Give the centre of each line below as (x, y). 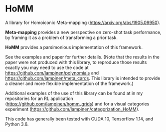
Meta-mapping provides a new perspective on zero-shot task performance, (83, 32)
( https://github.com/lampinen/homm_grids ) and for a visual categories (77, 103)
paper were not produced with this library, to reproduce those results (76, 62)
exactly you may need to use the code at (47, 67)
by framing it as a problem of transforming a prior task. (62, 37)
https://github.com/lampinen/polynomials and (52, 72)
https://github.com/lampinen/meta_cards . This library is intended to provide (83, 78)
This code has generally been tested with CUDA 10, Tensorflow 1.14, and (79, 118)
